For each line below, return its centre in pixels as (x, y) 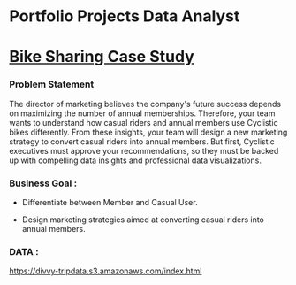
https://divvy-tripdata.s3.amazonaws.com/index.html (106, 271)
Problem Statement (52, 84)
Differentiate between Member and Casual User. (110, 202)
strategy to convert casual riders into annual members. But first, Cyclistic (142, 141)
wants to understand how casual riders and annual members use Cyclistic (144, 122)
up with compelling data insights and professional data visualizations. (136, 160)
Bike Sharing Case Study (102, 57)
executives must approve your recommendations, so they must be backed (144, 150)
